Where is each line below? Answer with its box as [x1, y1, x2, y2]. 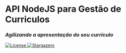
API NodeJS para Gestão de [5, 3, 122, 15]
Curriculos [5, 14, 50, 25]
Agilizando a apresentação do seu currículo [5, 31, 114, 38]
